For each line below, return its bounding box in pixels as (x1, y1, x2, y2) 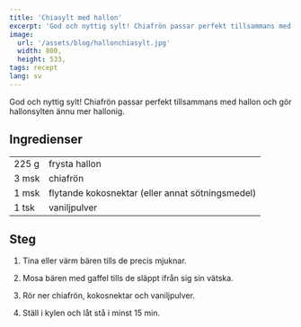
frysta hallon (48, 157, 102, 170)
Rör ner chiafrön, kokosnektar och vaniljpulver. (22, 290, 196, 301)
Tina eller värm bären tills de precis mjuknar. (22, 255, 187, 266)
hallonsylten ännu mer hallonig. (9, 105, 126, 117)
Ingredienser (9, 132, 84, 147)
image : (9, 30, 34, 39)
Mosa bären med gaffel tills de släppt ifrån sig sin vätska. (22, 273, 234, 284)
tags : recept (9, 64, 58, 73)
